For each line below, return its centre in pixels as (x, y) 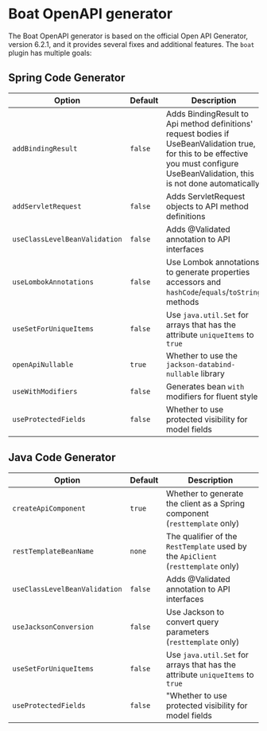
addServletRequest (47, 206)
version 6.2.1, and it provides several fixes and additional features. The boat (132, 44)
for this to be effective (207, 154)
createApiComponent (49, 508)
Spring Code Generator (67, 78)
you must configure (202, 163)
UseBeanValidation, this (210, 174)
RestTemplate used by (207, 546)
